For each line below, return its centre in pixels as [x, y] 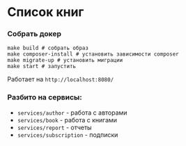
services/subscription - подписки [68, 135]
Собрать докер [34, 34]
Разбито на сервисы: [45, 97]
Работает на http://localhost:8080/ [61, 79]
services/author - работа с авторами [72, 113]
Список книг [46, 12]
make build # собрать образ [48, 48]
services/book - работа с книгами [67, 120]
